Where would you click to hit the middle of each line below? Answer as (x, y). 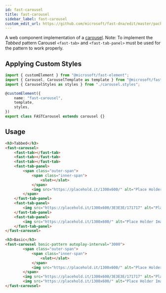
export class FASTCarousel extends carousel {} (55, 117)
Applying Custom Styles (43, 64)
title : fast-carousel (27, 14)
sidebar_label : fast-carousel (36, 19)
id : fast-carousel (24, 10)
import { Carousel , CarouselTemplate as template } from (65, 80)
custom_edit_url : (23, 24)
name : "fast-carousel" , (39, 98)
